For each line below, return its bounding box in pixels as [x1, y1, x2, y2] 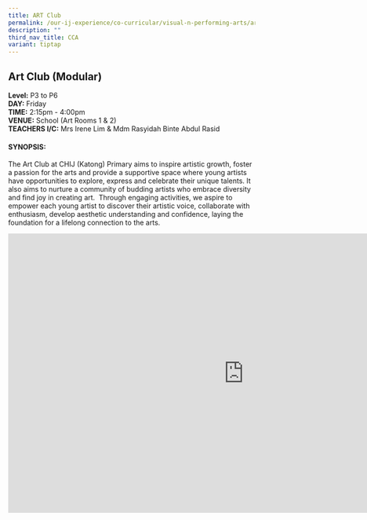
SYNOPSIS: [8, 142, 46, 152]
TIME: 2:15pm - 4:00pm [8, 107, 85, 116]
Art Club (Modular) [8, 70, 102, 83]
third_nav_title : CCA [8, 33, 79, 42]
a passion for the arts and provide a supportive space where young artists [8, 168, 247, 178]
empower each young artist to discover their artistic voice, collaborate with [8, 201, 250, 211]
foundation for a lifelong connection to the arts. [8, 218, 161, 228]
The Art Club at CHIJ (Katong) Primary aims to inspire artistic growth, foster [8, 159, 253, 169]
